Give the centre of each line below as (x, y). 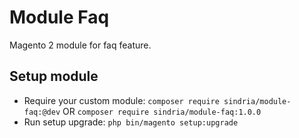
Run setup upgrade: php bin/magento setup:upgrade (131, 122)
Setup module (54, 76)
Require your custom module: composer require (121, 100)
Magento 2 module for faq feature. (80, 45)
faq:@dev (42, 112)
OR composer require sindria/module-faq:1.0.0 (162, 111)
